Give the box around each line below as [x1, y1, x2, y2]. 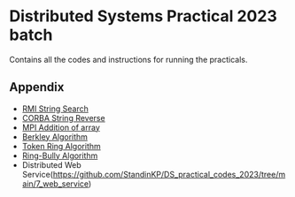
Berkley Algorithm [21, 131, 89, 142]
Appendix [9, 80, 65, 95]
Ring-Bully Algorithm [21, 150, 98, 161]
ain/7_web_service [21, 178, 89, 189]
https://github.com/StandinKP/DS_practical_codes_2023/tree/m [52, 169, 286, 179]
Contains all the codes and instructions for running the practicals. [9, 54, 248, 64]
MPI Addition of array [21, 122, 100, 133]
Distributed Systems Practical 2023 [9, 6, 277, 27]
